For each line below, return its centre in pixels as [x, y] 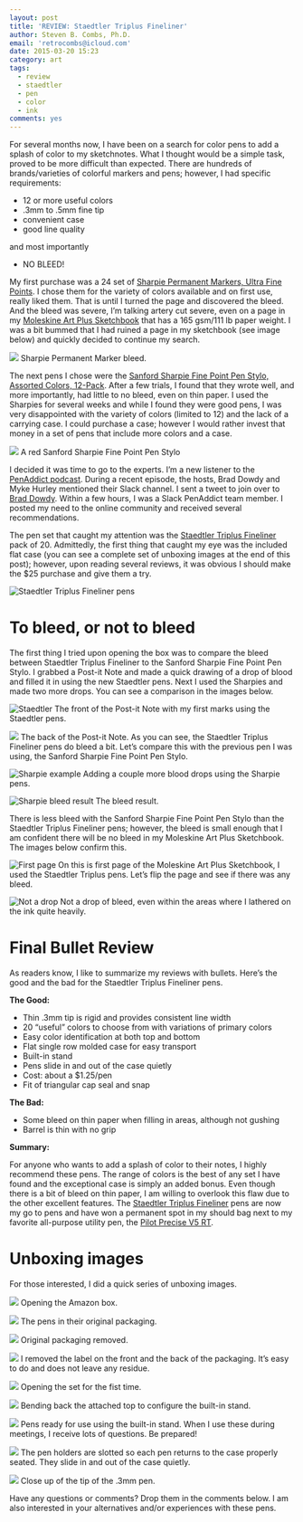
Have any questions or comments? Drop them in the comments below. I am [149, 1498]
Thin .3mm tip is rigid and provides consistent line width [127, 1018]
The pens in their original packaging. [89, 1321]
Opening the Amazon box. [69, 1302]
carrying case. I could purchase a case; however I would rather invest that [147, 424]
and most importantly [49, 247]
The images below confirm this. [68, 848]
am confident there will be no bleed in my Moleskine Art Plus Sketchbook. [147, 838]
